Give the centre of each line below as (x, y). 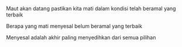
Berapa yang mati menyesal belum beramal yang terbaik (74, 26)
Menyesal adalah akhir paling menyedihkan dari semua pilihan (81, 37)
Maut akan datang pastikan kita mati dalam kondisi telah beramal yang (91, 9)
